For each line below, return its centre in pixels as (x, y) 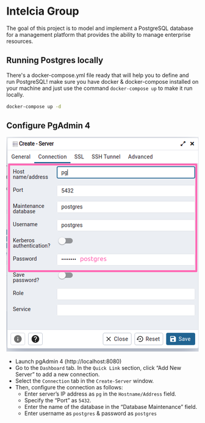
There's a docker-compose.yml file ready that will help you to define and (98, 75)
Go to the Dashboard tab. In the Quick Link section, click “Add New (98, 368)
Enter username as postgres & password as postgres (91, 413)
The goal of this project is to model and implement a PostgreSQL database (100, 28)
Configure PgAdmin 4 (48, 126)
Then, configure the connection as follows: (69, 388)
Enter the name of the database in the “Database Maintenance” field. (111, 407)
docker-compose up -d (34, 106)
